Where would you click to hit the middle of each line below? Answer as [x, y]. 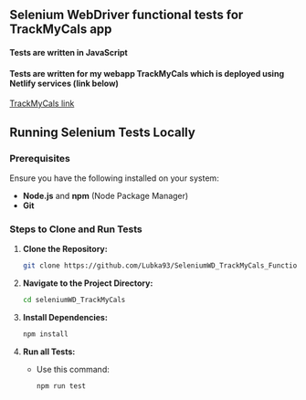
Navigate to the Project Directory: [88, 283]
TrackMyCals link [42, 103]
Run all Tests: [49, 352]
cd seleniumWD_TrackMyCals [74, 300]
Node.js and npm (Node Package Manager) [106, 195]
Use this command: [73, 369]
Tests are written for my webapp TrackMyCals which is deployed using [147, 73]
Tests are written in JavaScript [69, 52]
